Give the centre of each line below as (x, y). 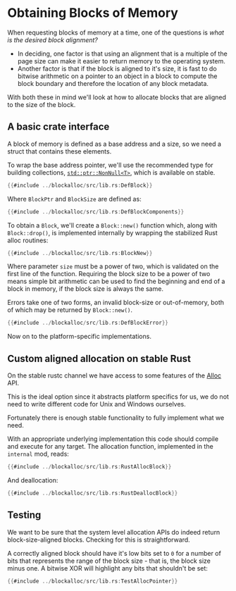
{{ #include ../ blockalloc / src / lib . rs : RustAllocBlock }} (89, 467)
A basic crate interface (58, 127)
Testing (24, 515)
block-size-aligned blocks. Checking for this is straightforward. (99, 540)
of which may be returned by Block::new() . (70, 310)
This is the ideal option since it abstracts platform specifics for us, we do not (118, 397)
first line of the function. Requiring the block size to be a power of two (109, 274)
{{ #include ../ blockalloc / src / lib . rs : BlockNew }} (80, 253)
